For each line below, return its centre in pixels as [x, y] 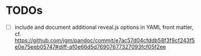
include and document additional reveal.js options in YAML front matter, [104, 27]
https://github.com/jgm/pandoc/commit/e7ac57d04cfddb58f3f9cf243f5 [104, 40]
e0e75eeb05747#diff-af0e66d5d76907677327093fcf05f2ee [90, 47]
